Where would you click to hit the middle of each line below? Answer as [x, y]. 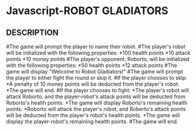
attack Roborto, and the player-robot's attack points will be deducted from [96, 96]
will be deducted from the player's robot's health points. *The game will [93, 115]
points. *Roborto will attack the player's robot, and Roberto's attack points [96, 109]
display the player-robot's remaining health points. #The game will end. [92, 121]
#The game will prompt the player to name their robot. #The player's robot [96, 46]
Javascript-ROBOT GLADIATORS [87, 11]
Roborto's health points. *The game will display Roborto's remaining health [97, 103]
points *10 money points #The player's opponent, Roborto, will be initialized [98, 59]
